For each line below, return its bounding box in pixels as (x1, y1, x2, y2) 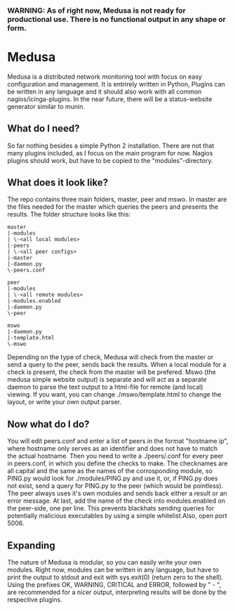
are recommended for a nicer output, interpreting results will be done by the (7, 588, 227, 596)
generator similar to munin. (7, 102, 86, 110)
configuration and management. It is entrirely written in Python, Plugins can (7, 79, 226, 88)
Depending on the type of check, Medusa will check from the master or (7, 353, 214, 361)
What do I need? (7, 122, 80, 135)
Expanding (7, 539, 55, 551)
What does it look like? (7, 176, 109, 188)
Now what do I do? (7, 418, 90, 430)
